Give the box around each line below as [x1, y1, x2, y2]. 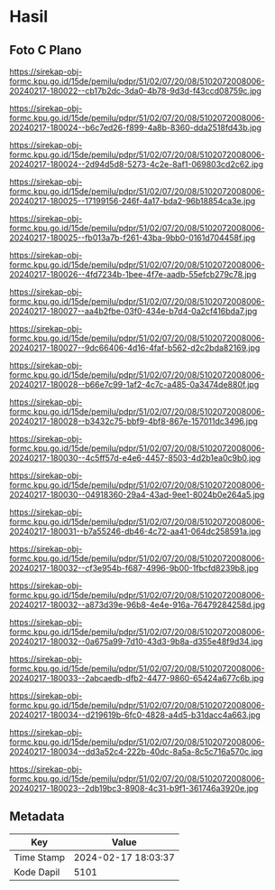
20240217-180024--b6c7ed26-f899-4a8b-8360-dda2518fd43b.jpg [9, 122, 262, 133]
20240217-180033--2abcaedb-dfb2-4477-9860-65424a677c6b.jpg [9, 673, 264, 683]
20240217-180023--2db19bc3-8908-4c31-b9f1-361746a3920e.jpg [9, 783, 259, 793]
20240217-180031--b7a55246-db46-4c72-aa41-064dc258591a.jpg [9, 526, 261, 537]
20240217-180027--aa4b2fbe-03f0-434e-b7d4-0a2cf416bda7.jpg [9, 305, 258, 316]
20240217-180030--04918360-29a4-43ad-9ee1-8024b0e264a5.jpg [9, 490, 265, 500]
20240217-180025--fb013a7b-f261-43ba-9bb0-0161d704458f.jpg [9, 232, 255, 243]
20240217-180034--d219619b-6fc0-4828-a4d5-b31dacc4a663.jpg [9, 709, 261, 720]
